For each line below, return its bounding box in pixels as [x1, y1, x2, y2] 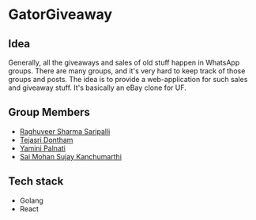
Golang [19, 196, 43, 205]
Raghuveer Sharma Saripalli [19, 126, 111, 136]
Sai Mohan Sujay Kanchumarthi [19, 151, 122, 161]
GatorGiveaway [8, 6, 113, 24]
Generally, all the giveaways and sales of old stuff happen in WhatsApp [8, 58, 240, 67]
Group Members [8, 106, 91, 119]
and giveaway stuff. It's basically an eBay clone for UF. [8, 83, 187, 92]
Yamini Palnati [19, 144, 66, 153]
